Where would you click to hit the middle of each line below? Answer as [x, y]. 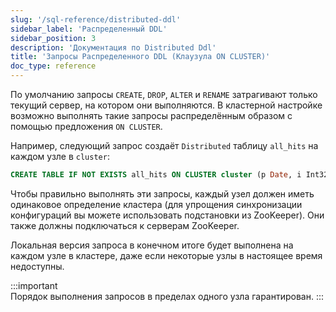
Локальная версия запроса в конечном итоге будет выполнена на [152, 245]
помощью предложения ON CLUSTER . [86, 126]
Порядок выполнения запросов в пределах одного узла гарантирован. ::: [167, 296]
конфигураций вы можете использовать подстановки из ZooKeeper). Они [167, 215]
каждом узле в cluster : [60, 156]
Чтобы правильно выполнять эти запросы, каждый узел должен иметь [162, 193]
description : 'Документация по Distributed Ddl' [113, 47]
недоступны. [37, 266]
